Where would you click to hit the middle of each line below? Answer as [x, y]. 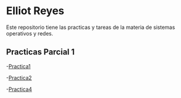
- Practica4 [19, 89]
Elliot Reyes [35, 11]
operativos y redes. [30, 33]
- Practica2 [19, 77]
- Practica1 [18, 66]
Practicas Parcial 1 [41, 52]
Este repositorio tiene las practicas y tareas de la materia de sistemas [91, 27]
